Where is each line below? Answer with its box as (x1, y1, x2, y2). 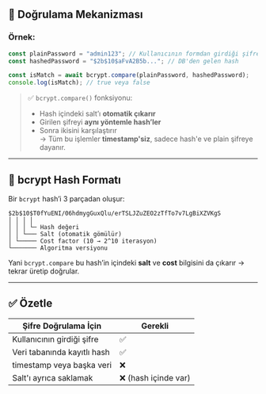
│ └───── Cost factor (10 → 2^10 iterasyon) (8, 237, 158, 245)
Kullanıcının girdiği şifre (12, 334, 99, 345)
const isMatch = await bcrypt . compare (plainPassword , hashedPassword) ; (8, 71, 249, 79)
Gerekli (141, 320, 169, 331)
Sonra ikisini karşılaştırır (39, 126, 117, 136)
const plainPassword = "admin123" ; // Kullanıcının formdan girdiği (8, 49, 239, 58)
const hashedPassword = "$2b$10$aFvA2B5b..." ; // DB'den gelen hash (8, 57, 239, 65)
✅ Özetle (8, 296, 53, 310)
